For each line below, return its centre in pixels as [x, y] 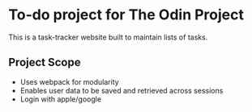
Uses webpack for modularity [69, 81]
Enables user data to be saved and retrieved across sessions [122, 90]
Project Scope [45, 62]
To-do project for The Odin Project [126, 15]
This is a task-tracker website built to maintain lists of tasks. [108, 37]
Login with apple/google [61, 99]
